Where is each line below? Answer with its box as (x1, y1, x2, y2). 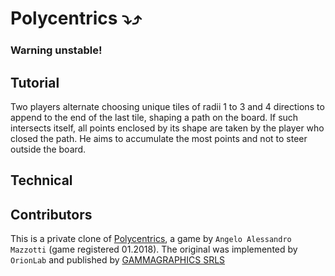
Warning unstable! (10, 43, 103, 57)
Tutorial (10, 74, 60, 91)
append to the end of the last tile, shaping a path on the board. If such (10, 111, 299, 123)
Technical (10, 172, 73, 189)
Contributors (10, 206, 93, 223)
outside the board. (10, 143, 87, 155)
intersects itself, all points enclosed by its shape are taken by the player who (10, 122, 325, 134)
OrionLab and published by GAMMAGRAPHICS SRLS (10, 254, 226, 266)
